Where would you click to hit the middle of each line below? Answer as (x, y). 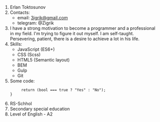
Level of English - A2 (31, 114)
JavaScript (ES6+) (36, 49)
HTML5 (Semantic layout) (43, 60)
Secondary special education (40, 109)
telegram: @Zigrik (36, 23)
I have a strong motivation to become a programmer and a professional (82, 28)
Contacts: (20, 12)
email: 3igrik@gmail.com (42, 18)
